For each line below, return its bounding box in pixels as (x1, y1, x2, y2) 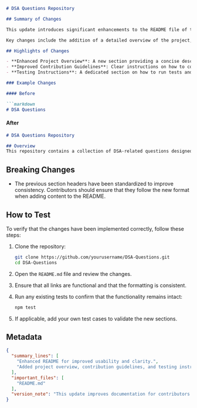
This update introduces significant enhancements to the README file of (6, 26, 188, 32)
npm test (14, 304, 36, 311)
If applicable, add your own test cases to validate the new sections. (14, 315, 178, 322)
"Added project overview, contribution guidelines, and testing (16, 364, 177, 370)
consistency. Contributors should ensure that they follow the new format (14, 187, 189, 194)
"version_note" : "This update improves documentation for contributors (11, 391, 191, 397)
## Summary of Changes (6, 16, 62, 22)
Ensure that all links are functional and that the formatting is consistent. (14, 282, 186, 289)
